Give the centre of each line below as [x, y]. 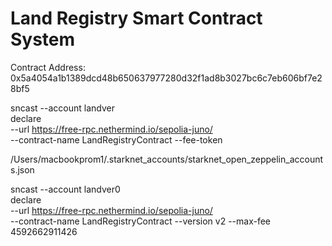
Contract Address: [48, 67]
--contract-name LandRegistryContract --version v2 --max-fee [141, 221]
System [43, 39]
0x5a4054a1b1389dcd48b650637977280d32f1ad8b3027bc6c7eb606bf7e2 [166, 78]
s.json [22, 169]
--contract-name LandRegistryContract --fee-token [116, 139]
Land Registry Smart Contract [136, 18]
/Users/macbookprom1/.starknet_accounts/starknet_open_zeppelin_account [167, 159]
